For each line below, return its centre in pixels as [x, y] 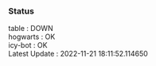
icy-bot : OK [28, 45]
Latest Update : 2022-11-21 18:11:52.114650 [78, 54]
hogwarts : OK [32, 37]
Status [21, 11]
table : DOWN [31, 29]
